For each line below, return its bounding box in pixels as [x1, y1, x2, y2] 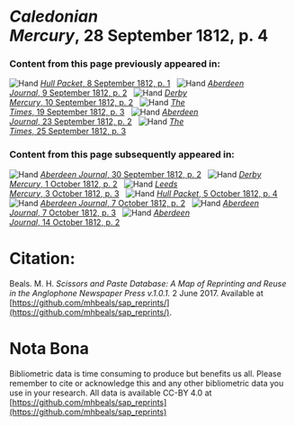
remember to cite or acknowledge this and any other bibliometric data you [9, 377, 284, 388]
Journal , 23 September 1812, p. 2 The [9, 116, 184, 127]
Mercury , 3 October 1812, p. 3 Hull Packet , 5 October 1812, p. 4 [9, 187, 278, 199]
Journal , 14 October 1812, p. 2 [9, 216, 121, 227]
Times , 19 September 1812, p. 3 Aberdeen [9, 106, 199, 118]
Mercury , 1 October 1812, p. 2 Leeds [9, 178, 178, 189]
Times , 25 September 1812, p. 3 [9, 126, 127, 137]
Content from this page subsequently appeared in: [9, 149, 236, 161]
